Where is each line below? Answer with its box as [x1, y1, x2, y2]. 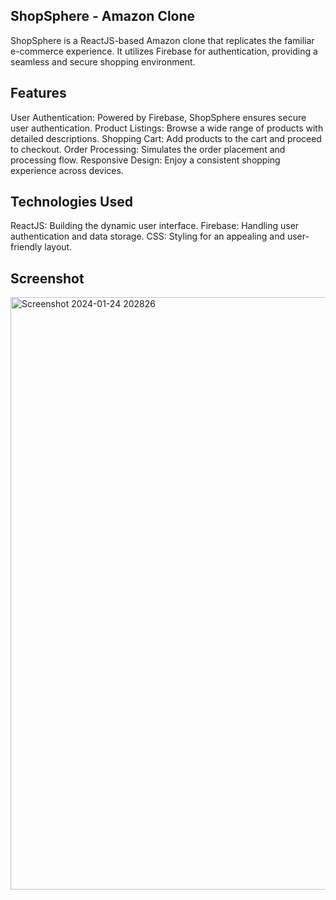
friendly [10, 241, 43, 253]
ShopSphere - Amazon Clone [10, 8, 196, 25]
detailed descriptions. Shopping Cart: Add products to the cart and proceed [10, 132, 322, 144]
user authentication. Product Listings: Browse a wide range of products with [10, 122, 324, 134]
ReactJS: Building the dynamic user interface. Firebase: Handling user [10, 220, 300, 232]
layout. [44, 241, 73, 253]
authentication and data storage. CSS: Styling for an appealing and [10, 230, 285, 243]
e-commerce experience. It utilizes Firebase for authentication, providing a [10, 45, 318, 57]
